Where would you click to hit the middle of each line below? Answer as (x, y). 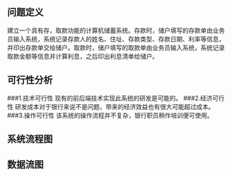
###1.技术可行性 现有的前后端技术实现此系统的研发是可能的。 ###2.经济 (110, 98)
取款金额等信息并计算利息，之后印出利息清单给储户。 (83, 56)
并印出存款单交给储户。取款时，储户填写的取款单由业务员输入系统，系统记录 (116, 48)
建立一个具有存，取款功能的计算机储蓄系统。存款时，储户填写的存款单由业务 (116, 30)
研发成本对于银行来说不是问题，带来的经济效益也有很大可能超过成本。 (115, 106)
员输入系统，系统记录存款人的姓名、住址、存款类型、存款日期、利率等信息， (116, 39)
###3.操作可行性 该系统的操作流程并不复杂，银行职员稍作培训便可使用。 (110, 115)
